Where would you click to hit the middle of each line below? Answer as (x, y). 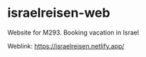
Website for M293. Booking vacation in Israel (73, 32)
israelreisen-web (59, 13)
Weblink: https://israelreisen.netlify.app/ (66, 46)
